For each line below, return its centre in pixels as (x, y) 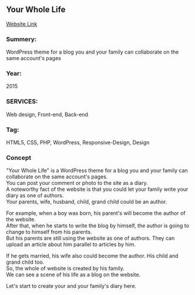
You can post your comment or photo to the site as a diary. (77, 183)
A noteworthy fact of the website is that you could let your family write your (97, 189)
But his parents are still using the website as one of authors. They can (90, 238)
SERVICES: (22, 101)
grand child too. (25, 262)
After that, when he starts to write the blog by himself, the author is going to (98, 226)
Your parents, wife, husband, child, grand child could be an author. (87, 202)
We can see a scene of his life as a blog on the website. (73, 275)
